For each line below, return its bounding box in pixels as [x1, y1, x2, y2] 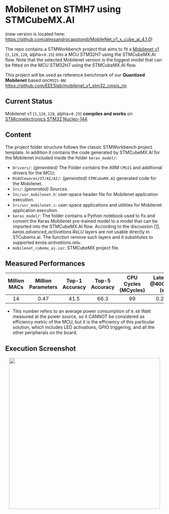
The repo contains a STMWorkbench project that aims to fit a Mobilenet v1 [5, 46, 159, 52]
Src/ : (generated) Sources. [12, 185, 69, 192]
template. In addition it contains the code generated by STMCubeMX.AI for [5, 149, 160, 155]
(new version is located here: [5, 31, 65, 37]
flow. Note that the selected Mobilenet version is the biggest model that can [5, 56, 162, 62]
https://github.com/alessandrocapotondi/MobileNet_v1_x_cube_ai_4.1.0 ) [5, 36, 153, 42]
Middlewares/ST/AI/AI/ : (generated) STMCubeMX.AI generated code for [12, 175, 157, 181]
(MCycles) [119, 287, 145, 294]
